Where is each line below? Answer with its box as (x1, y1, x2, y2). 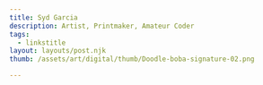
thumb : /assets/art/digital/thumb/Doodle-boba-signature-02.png (9, 55, 255, 64)
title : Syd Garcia (9, 13, 78, 22)
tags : (9, 30, 30, 38)
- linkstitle (17, 38, 66, 47)
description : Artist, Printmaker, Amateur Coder (9, 21, 195, 30)
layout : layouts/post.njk (9, 47, 106, 55)
